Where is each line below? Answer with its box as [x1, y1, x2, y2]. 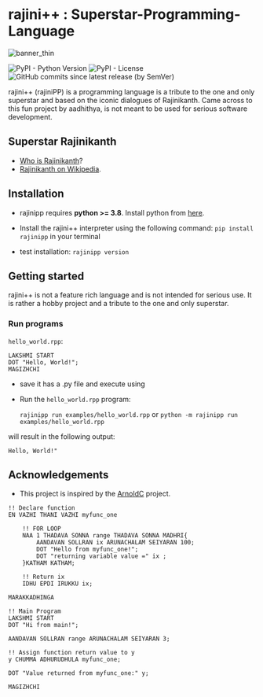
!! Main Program [8, 607, 61, 615]
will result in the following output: [8, 431, 115, 441]
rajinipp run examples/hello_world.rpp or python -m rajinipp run [19, 409, 238, 419]
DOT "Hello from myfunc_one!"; [36, 545, 139, 554]
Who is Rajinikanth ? [19, 156, 84, 165]
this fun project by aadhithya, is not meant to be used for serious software [8, 104, 248, 113]
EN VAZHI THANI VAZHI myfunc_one [8, 511, 118, 519]
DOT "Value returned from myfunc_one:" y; [8, 669, 149, 677]
